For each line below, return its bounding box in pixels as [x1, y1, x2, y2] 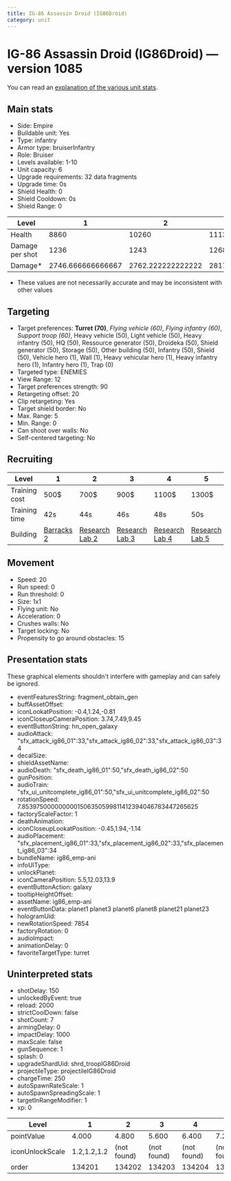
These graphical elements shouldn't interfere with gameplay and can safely [7, 672, 221, 680]
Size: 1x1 [16, 597, 41, 605]
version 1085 [7, 61, 83, 76]
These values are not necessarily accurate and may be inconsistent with [16, 279, 222, 287]
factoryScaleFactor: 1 [16, 810, 78, 818]
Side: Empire [16, 122, 54, 130]
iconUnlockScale [10, 1147, 65, 1156]
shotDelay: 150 [16, 986, 60, 995]
